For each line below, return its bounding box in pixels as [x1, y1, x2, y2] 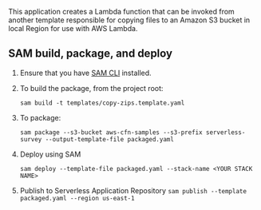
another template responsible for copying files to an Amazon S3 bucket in [8, 15, 251, 25]
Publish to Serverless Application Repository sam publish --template [19, 185, 247, 195]
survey [19, 135, 42, 143]
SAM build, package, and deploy [8, 47, 173, 61]
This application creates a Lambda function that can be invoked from [8, 7, 235, 16]
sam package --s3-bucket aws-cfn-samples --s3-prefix [19, 128, 203, 137]
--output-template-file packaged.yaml [45, 135, 174, 143]
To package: [19, 113, 61, 122]
